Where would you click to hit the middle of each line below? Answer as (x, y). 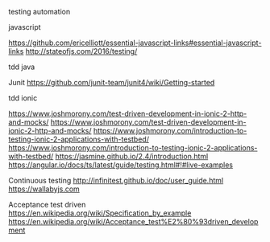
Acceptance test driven (47, 205)
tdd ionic (23, 98)
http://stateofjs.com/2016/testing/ (81, 51)
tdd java (22, 67)
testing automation (39, 12)
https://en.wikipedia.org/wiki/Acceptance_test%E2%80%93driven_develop (133, 221)
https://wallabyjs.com (44, 189)
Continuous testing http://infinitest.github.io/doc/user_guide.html (116, 180)
